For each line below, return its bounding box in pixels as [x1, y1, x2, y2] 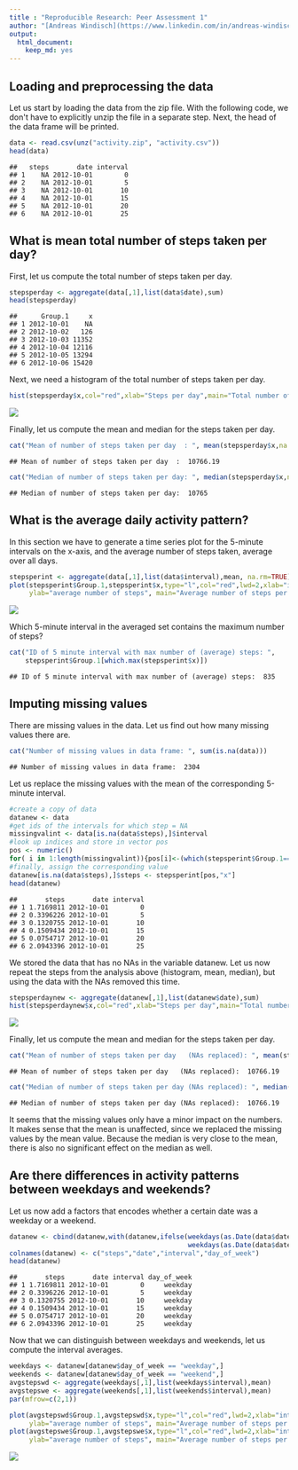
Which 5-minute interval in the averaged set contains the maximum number [9, 622, 286, 633]
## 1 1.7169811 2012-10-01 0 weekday [9, 1281, 192, 1290]
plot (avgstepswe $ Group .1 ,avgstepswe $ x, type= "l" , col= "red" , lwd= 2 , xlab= [9, 1427, 276, 1436]
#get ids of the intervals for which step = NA [9, 821, 189, 830]
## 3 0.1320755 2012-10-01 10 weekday [9, 1296, 192, 1305]
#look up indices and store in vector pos [9, 837, 169, 847]
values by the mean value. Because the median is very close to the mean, [9, 1133, 278, 1144]
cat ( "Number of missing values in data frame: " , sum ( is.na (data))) [9, 746, 268, 755]
